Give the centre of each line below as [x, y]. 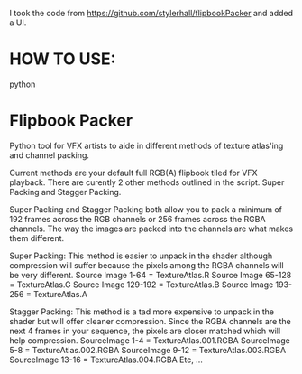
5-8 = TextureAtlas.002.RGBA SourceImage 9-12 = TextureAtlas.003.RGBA [148, 350]
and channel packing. [50, 155]
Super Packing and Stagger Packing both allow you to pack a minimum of [146, 209]
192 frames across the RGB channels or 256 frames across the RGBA [137, 219]
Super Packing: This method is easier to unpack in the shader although [141, 256]
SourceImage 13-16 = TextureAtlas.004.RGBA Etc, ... [106, 360]
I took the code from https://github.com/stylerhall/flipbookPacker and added [151, 13]
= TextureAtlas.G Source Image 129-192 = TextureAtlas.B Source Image [142, 285]
